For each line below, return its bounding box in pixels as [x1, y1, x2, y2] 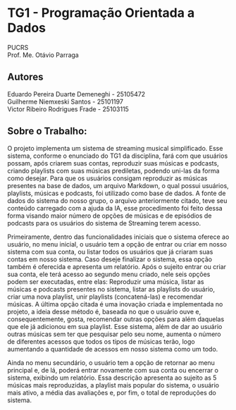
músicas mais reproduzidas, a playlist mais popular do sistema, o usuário [7, 380, 220, 389]
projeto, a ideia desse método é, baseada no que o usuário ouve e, [7, 307, 201, 316]
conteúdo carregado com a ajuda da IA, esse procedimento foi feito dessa [7, 204, 223, 212]
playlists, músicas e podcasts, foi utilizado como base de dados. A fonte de [7, 189, 226, 197]
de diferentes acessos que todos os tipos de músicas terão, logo [7, 337, 195, 346]
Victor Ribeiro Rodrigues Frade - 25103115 [7, 104, 129, 113]
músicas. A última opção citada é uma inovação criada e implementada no [7, 299, 223, 308]
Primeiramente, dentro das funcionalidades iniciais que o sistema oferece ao [7, 232, 230, 241]
